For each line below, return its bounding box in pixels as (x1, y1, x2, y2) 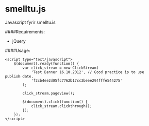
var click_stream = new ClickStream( (22, 65, 99, 70)
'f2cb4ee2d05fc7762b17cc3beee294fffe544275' (31, 78, 123, 83)
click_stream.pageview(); (22, 91, 75, 95)
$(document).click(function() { (22, 99, 88, 104)
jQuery (12, 38, 26, 44)
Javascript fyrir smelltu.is (5, 19, 56, 25)
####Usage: (5, 47, 30, 53)
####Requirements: (5, 29, 45, 34)
